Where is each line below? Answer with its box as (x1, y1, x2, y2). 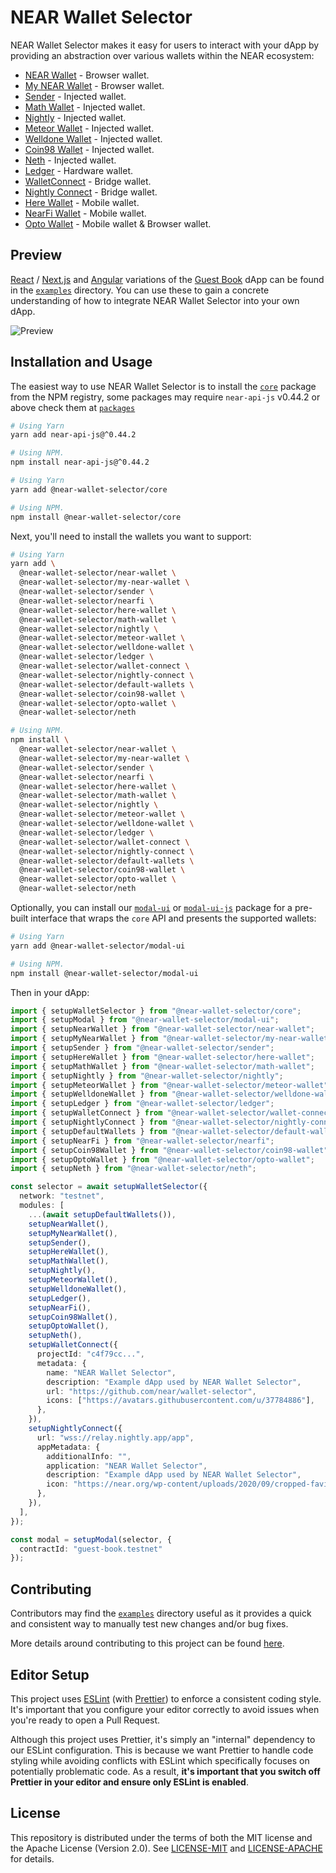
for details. (10, 1852, 55, 1865)
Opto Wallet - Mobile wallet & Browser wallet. (24, 217, 212, 230)
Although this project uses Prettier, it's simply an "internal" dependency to (10, 1733, 316, 1745)
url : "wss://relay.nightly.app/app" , (36, 1432, 195, 1443)
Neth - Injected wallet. (24, 154, 117, 166)
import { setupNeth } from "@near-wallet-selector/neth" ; (10, 1164, 257, 1174)
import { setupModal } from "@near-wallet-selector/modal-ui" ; (10, 1015, 280, 1025)
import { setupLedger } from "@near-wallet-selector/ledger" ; (10, 1099, 275, 1109)
